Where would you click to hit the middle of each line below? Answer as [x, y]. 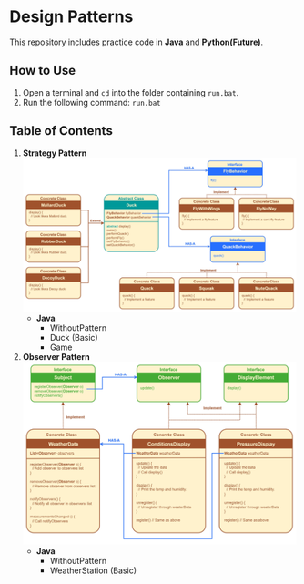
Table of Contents [61, 131]
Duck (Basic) [74, 337]
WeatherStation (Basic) [93, 570]
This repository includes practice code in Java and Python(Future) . [137, 42]
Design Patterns [71, 17]
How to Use [43, 71]
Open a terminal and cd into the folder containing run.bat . [131, 92]
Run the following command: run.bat [91, 102]
